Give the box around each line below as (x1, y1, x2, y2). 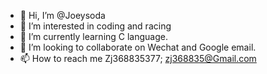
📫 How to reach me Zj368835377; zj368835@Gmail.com (19, 53, 257, 64)
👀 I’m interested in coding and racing (19, 20, 172, 32)
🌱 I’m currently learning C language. (19, 31, 169, 42)
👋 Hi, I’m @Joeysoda (19, 10, 106, 21)
